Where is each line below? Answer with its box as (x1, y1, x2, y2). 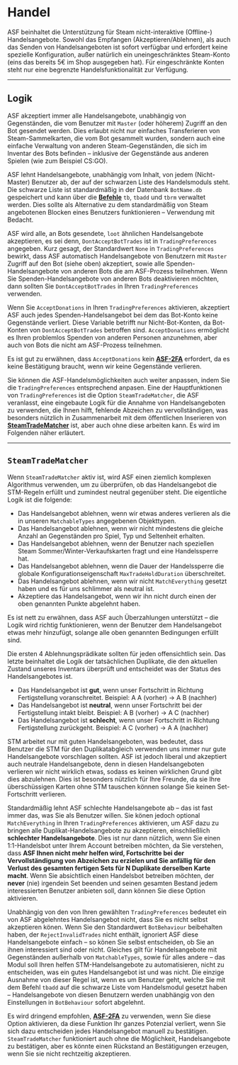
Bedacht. (7, 215, 34, 224)
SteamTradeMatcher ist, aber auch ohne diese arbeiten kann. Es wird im (7, 421, 220, 429)
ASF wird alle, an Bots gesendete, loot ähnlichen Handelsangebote (7, 229, 204, 237)
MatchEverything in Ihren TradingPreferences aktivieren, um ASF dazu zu (7, 818, 220, 827)
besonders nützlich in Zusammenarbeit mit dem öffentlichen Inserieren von (7, 413, 227, 422)
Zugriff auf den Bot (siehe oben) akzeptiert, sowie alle (7, 259, 165, 268)
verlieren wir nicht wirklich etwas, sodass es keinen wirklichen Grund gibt (7, 767, 222, 776)
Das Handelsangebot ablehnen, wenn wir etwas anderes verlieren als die (17, 509, 231, 517)
